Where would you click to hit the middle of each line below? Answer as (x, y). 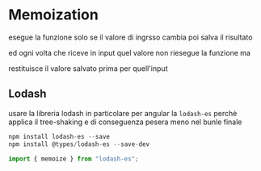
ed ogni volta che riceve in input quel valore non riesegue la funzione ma (129, 52)
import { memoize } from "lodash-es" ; (74, 159)
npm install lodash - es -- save (59, 136)
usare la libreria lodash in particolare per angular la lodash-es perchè (123, 113)
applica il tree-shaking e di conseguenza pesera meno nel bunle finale (125, 122)
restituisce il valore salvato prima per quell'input (88, 68)
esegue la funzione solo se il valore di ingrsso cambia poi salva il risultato (130, 37)
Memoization (53, 15)
